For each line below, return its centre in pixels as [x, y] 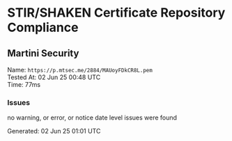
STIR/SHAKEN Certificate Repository [116, 13]
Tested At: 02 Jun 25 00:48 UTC [54, 77]
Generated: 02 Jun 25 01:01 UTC [54, 131]
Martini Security [43, 53]
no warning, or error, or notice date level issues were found [92, 118]
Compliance [43, 27]
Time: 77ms [24, 84]
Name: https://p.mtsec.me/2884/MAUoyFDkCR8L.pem [80, 70]
